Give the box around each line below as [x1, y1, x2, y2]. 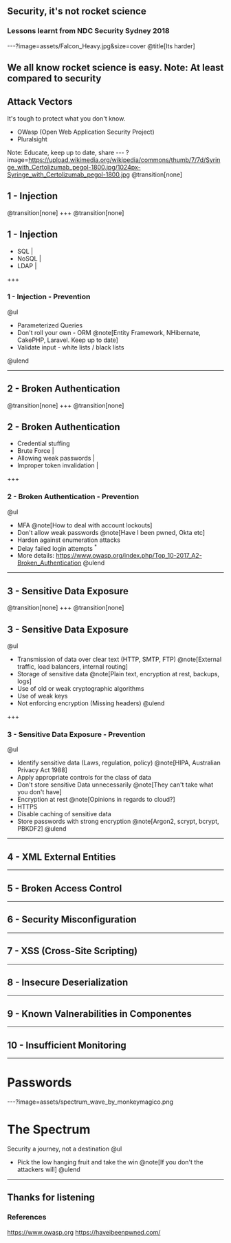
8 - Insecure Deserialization [7, 976, 129, 988]
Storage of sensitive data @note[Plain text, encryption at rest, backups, [16, 670, 220, 678]
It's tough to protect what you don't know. [7, 114, 126, 123]
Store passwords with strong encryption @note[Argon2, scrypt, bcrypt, [16, 817, 219, 826]
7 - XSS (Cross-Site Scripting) [7, 945, 138, 957]
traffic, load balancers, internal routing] [16, 663, 129, 671]
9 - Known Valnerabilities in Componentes [7, 1008, 192, 1020]
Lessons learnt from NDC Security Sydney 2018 [7, 26, 170, 36]
